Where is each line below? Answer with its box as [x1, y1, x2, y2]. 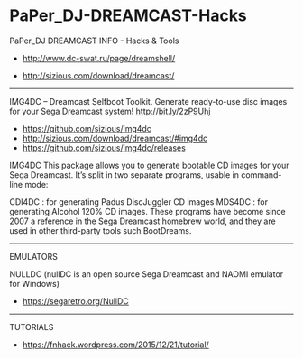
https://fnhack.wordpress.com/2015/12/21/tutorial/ [22, 339, 209, 350]
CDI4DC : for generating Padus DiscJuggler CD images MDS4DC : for [9, 196, 269, 207]
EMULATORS [9, 251, 59, 262]
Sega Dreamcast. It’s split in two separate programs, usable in [9, 169, 240, 180]
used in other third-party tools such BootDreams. [9, 225, 192, 235]
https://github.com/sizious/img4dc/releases [22, 142, 187, 153]
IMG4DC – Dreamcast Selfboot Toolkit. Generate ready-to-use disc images [9, 96, 288, 106]
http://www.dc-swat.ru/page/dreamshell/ [22, 52, 176, 63]
